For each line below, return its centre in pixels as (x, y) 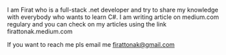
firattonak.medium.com (40, 31)
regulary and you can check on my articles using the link (87, 24)
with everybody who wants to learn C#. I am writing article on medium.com (113, 17)
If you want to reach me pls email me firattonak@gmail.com (91, 44)
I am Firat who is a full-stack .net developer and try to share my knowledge (113, 10)
